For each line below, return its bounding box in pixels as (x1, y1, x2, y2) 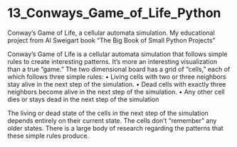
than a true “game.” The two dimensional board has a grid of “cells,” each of (7, 65, 231, 73)
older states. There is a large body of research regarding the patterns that (7, 124, 224, 132)
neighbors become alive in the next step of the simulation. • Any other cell (7, 87, 226, 96)
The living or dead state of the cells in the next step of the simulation (7, 109, 209, 117)
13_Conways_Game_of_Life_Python (7, 5, 221, 21)
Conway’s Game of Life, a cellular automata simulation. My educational (7, 28, 215, 37)
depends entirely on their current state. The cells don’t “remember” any (7, 116, 217, 125)
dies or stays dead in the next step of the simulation (7, 94, 159, 104)
